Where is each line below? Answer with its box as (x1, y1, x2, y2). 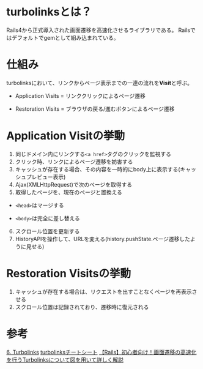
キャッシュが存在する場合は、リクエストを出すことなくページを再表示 (15, 288, 193, 295)
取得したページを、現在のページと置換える (15, 188, 122, 196)
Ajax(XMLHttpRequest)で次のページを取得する (15, 181, 133, 188)
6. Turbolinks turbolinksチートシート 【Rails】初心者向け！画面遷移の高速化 (6, 348, 197, 356)
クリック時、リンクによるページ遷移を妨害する (15, 158, 133, 165)
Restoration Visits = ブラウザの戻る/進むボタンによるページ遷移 (15, 105, 175, 113)
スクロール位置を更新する (15, 227, 80, 235)
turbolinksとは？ (6, 5, 92, 19)
